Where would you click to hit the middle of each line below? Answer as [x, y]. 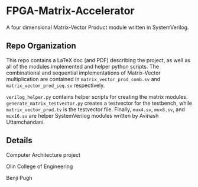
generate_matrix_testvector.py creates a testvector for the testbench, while [99, 103]
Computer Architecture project [43, 154]
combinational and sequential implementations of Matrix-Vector [83, 73]
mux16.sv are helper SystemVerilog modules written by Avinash [82, 115]
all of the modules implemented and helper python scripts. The [83, 66]
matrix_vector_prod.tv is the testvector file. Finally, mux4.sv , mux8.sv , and [95, 109]
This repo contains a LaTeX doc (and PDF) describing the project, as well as [98, 60]
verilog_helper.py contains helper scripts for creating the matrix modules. [97, 96]
